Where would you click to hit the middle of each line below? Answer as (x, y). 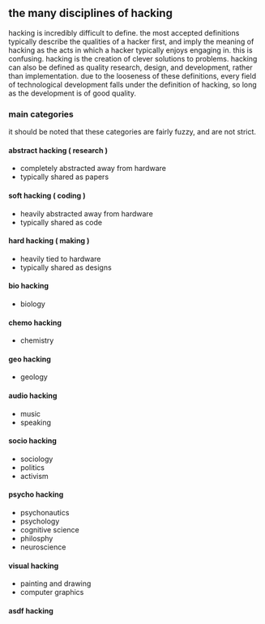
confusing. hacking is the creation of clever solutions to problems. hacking (133, 58)
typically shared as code (61, 222)
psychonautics (45, 512)
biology (33, 304)
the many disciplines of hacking (90, 13)
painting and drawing (56, 583)
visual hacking (34, 566)
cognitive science (49, 529)
